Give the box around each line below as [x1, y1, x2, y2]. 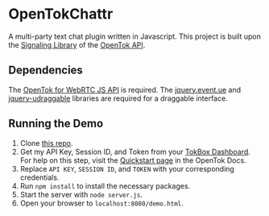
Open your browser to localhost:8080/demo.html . [19, 198, 184, 208]
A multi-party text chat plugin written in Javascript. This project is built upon [8, 31, 262, 41]
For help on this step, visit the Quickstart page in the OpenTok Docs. [19, 155, 247, 165]
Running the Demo [8, 117, 104, 131]
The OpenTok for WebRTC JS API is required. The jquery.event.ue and [8, 85, 242, 94]
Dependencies [8, 64, 83, 77]
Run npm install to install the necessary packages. [19, 181, 191, 190]
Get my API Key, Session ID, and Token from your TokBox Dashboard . [19, 147, 251, 156]
